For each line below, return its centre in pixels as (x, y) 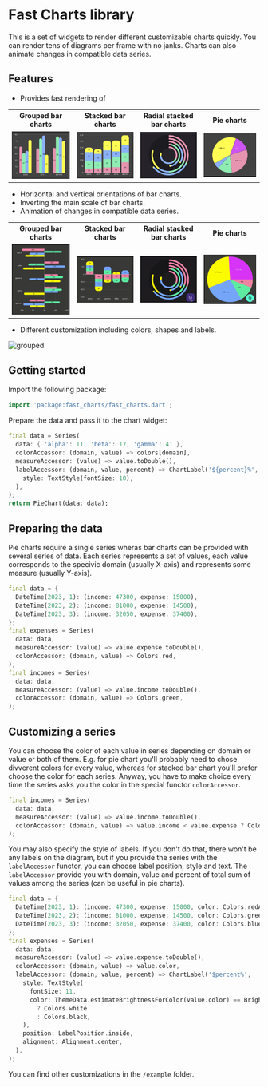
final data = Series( (44, 436)
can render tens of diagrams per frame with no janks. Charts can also (122, 45)
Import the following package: (57, 390)
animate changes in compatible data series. (80, 54)
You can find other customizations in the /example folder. (101, 1074)
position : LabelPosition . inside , (78, 1033)
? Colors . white (62, 1008)
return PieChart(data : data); (59, 504)
